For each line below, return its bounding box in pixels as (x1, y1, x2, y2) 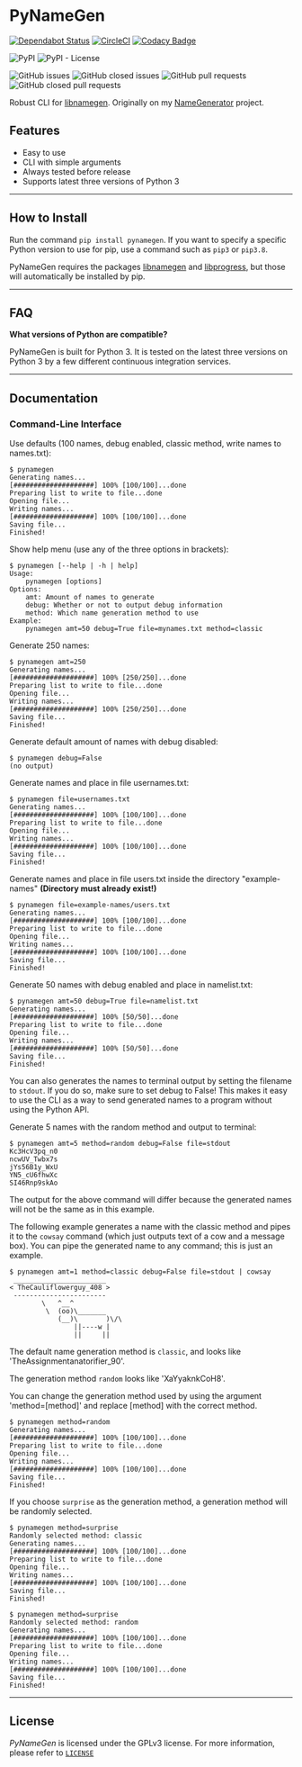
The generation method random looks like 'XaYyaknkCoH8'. (9, 1374, 226, 1384)
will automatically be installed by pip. (9, 271, 146, 282)
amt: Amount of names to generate (25, 593, 155, 602)
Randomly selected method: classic (9, 1531, 143, 1540)
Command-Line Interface (9, 418, 122, 430)
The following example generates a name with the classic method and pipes (9, 1222, 291, 1232)
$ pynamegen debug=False (9, 753, 102, 763)
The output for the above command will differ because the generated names (9, 1195, 292, 1205)
